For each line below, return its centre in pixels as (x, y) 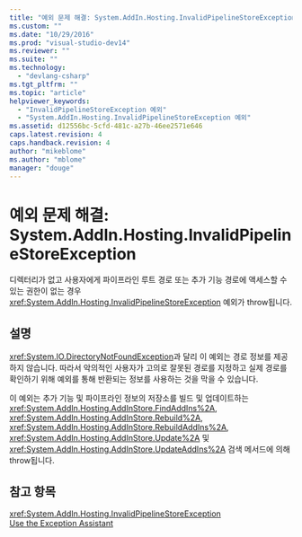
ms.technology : (38, 68)
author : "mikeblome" (48, 151)
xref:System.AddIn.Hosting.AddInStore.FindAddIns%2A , (113, 409)
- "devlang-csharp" (54, 76)
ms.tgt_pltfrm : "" (44, 84)
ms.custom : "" (36, 26)
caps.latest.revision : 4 (56, 135)
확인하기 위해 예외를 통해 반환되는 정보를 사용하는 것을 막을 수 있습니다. (134, 379)
